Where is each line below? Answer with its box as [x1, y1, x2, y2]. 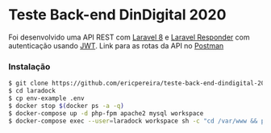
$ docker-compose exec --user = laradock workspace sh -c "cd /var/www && [8, 117, 258, 125]
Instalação [8, 60, 51, 72]
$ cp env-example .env [8, 94, 85, 102]
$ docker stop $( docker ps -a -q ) [8, 102, 125, 110]
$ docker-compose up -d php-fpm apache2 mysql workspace [8, 109, 204, 118]
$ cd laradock [8, 87, 56, 95]
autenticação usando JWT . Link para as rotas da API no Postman [8, 40, 224, 50]
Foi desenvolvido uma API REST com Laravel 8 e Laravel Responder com [8, 32, 250, 42]
